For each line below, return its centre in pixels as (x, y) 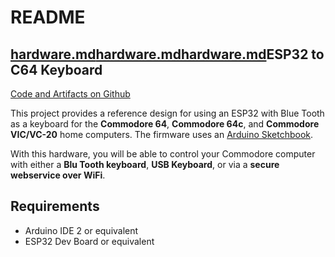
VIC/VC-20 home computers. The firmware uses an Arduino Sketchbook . (162, 134)
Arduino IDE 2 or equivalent (81, 230)
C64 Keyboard (56, 69)
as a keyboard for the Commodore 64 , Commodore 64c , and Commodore (165, 124)
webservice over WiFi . (58, 175)
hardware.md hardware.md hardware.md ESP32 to (167, 54)
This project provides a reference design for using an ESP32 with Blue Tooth (167, 113)
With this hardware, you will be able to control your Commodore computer (163, 154)
